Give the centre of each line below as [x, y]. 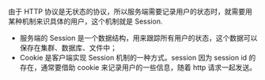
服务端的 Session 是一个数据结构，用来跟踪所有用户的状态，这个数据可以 [138, 38]
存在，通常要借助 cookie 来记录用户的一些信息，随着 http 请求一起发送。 [138, 67]
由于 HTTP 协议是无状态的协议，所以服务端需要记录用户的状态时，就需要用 [131, 11]
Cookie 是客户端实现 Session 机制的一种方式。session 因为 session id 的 [138, 58]
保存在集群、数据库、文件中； [68, 48]
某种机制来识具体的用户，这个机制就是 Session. [85, 21]
